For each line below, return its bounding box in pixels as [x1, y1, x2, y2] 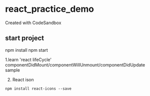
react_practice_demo [5, 3, 94, 15]
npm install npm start [5, 47, 48, 53]
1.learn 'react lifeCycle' [5, 57, 52, 63]
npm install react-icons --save [5, 86, 72, 91]
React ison [12, 76, 34, 82]
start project [5, 34, 44, 42]
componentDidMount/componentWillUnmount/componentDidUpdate [5, 62, 146, 67]
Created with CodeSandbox [5, 20, 62, 26]
